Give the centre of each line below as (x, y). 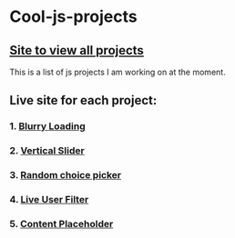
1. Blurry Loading (47, 126)
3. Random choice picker (65, 175)
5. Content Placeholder (61, 224)
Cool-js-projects (74, 17)
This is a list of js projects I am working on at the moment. (117, 72)
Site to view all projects (77, 50)
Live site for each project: (83, 100)
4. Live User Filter (49, 200)
